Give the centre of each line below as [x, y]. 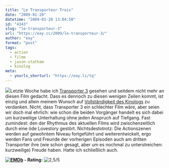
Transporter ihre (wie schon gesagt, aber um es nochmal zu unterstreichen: [84, 144]
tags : [11, 48]
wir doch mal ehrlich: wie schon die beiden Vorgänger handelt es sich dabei [84, 112]
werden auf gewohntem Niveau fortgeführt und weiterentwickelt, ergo [78, 134]
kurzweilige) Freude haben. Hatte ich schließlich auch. [62, 150]
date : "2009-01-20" [26, 15]
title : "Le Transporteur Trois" [39, 10]
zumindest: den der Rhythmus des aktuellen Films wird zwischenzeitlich [80, 123]
